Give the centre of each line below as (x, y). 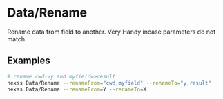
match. (17, 38)
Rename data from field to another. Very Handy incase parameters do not (111, 32)
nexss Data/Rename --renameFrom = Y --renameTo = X (77, 89)
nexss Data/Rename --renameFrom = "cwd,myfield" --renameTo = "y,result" (109, 83)
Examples (29, 61)
